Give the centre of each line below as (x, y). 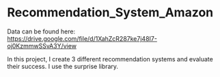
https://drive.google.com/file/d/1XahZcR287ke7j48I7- (82, 38)
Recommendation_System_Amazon (110, 13)
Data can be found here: (41, 31)
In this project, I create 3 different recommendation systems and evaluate (110, 59)
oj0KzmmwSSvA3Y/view (42, 46)
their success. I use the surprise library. (63, 66)
